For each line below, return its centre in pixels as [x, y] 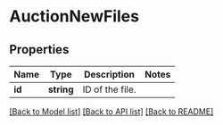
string [61, 89]
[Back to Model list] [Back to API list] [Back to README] [111, 112]
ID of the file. [109, 89]
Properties [39, 50]
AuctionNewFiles [74, 17]
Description [110, 75]
